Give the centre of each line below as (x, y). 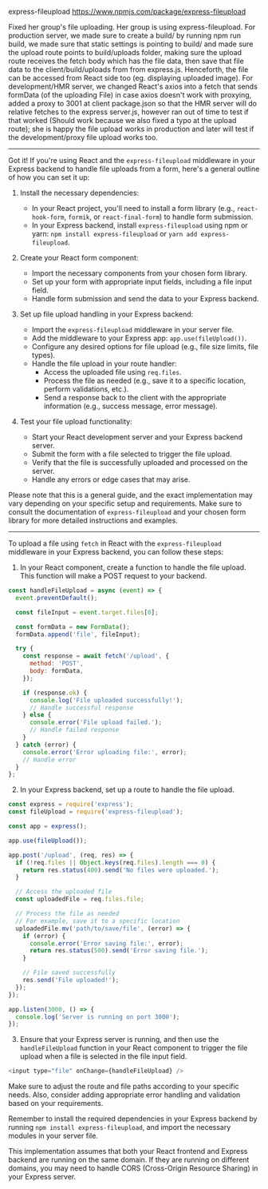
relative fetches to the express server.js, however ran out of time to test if (128, 112)
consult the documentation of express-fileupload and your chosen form (127, 512)
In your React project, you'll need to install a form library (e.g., (133, 208)
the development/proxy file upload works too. (83, 137)
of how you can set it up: (49, 177)
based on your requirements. (56, 1104)
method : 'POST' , (56, 664)
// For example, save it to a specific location (98, 921)
